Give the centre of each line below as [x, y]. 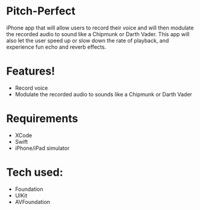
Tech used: [35, 172]
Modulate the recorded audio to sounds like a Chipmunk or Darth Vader [104, 94]
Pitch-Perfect [41, 11]
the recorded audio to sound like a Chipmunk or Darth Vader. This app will [98, 34]
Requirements [42, 119]
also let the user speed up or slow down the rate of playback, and [88, 40]
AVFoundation [32, 202]
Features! [31, 71]
